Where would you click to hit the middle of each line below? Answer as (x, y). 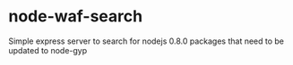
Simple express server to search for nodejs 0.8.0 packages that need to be (146, 41)
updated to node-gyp (48, 50)
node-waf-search (76, 16)
